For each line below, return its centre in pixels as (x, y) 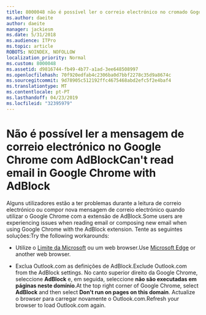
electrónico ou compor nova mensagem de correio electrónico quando (96, 209)
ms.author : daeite (30, 18)
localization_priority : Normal (46, 58)
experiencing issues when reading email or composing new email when (97, 222)
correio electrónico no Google (84, 146)
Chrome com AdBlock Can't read (90, 160)
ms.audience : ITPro (31, 41)
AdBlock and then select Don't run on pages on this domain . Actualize (105, 292)
